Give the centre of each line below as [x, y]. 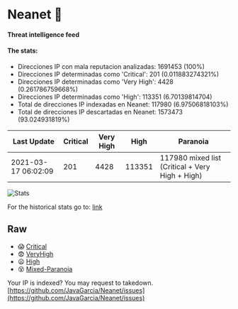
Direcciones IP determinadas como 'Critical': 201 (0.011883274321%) [118, 74]
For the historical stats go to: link [55, 207]
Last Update [34, 141]
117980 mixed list [191, 158]
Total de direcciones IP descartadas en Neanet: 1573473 [100, 112]
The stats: [23, 51]
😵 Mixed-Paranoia [45, 269]
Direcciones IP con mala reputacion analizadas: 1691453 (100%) [111, 66]
